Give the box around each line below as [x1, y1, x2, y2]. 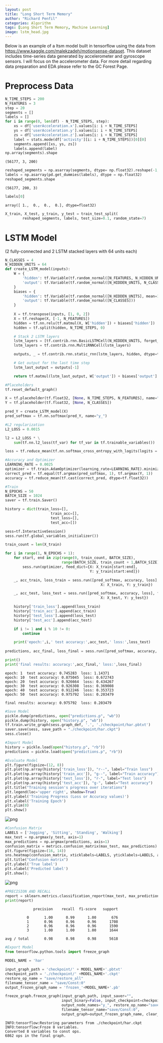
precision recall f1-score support [33, 907, 118, 912]
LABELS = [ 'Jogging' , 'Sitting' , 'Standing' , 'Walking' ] [5, 830, 123, 835]
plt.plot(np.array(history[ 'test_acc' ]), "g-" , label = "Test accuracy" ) [5, 781, 153, 786]
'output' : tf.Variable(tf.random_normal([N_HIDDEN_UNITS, [22, 280, 142, 285]
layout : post [5, 7, 32, 12]
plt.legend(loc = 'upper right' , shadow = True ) [5, 789, 97, 794]
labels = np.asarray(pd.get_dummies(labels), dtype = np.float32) [5, 173, 142, 177]
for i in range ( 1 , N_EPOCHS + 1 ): [5, 551, 75, 556]
